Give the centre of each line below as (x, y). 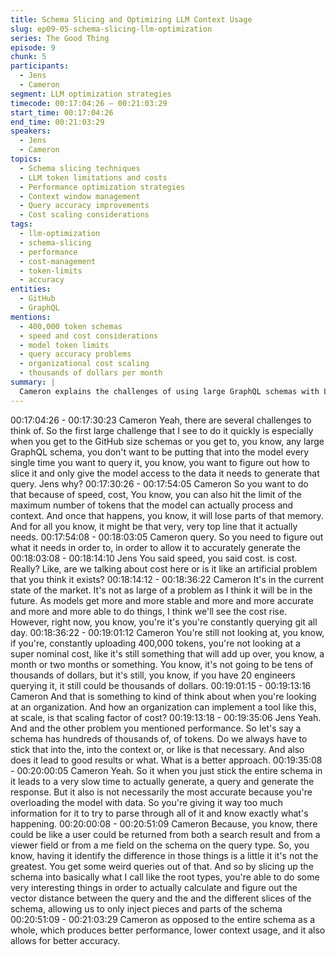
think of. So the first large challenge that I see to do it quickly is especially (162, 430)
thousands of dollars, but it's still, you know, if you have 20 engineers (153, 675)
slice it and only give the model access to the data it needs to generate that (165, 473)
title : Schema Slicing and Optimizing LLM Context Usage (131, 19)
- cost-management (58, 261)
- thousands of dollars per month (91, 373)
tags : (21, 224)
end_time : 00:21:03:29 (57, 122)
